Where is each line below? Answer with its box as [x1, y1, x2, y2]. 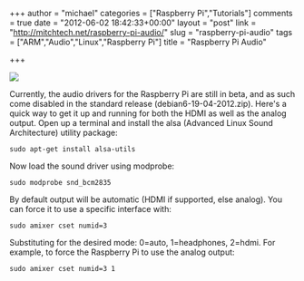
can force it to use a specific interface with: [9, 204, 172, 214]
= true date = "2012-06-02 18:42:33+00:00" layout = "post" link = [9, 17, 257, 28]
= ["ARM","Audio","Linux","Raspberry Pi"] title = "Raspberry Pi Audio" [9, 36, 267, 47]
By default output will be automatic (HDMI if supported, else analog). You [9, 194, 283, 205]
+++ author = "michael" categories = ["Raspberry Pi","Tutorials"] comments [9, 8, 293, 18]
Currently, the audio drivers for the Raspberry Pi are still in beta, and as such [9, 89, 296, 99]
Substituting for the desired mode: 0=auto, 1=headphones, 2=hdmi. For [9, 237, 276, 247]
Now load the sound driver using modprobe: [9, 160, 175, 171]
